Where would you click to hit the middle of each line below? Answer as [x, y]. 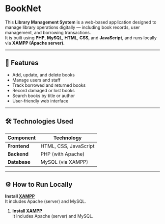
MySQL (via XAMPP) [64, 162]
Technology [68, 138]
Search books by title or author [43, 96]
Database [19, 162]
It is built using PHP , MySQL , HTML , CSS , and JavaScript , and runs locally [81, 38]
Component [22, 138]
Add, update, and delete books [43, 75]
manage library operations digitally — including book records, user [72, 27]
